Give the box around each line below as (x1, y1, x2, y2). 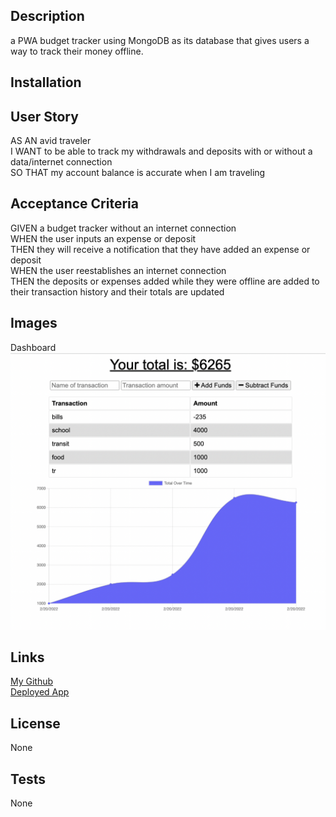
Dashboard (10, 341, 57, 353)
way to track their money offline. (10, 45, 144, 57)
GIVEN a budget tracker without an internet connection (10, 222, 237, 234)
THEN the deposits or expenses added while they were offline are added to (10, 275, 320, 287)
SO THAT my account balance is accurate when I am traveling (10, 167, 266, 179)
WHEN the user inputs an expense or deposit (10, 232, 197, 244)
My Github (10, 675, 54, 688)
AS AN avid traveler (10, 135, 92, 147)
